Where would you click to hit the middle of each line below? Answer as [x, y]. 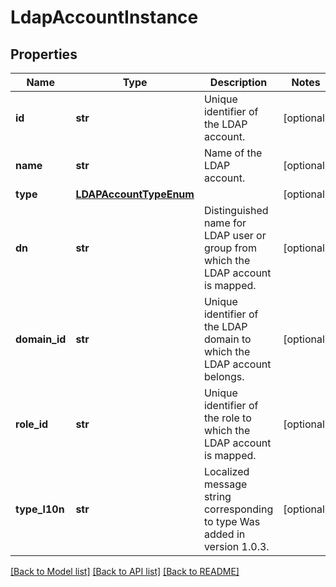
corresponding [238, 509]
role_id [32, 424]
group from [230, 248]
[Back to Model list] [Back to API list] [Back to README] [125, 571]
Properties [44, 54]
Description [238, 82]
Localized [226, 471]
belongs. [224, 376]
